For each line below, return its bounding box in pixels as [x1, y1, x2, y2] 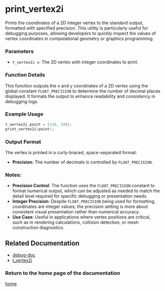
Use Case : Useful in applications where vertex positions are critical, [12, 214, 151, 220]
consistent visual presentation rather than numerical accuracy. [12, 209, 140, 215]
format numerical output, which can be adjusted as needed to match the [12, 188, 160, 194]
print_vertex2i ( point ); [5, 126, 55, 131]
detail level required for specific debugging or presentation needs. [12, 193, 148, 199]
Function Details [5, 72, 46, 79]
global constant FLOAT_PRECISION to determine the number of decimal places [5, 88, 161, 94]
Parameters [5, 48, 34, 55]
